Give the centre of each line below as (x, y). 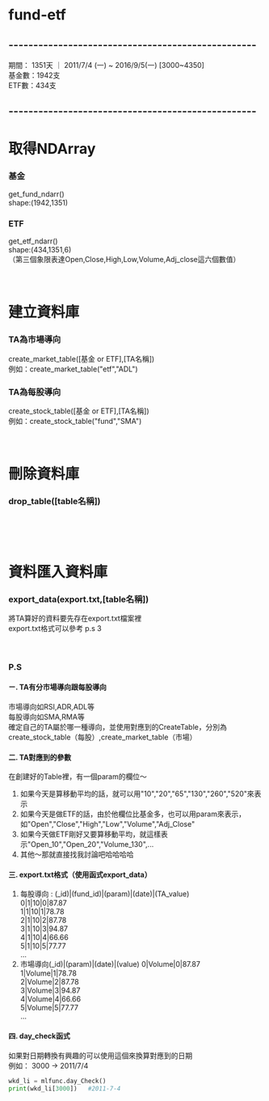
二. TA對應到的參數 (40, 757)
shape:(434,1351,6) (40, 250)
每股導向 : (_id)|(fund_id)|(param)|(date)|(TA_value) (105, 894)
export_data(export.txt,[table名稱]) (79, 599)
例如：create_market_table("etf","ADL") (74, 369)
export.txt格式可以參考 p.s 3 (55, 628)
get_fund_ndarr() (36, 194)
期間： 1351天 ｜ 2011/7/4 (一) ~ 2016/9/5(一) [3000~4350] (106, 65)
